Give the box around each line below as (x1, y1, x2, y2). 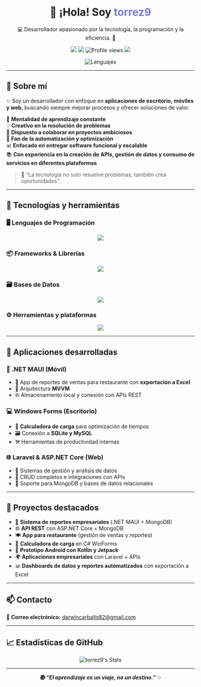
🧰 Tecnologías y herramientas (6, 200, 120, 210)
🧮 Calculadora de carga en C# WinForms (14, 540, 117, 547)
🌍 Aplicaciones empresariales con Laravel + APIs (14, 553, 141, 561)
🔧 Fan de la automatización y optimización (6, 135, 114, 142)
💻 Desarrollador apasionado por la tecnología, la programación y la (17, 25, 184, 32)
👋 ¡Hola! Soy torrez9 (50, 5, 151, 19)
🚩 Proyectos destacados (6, 503, 99, 513)
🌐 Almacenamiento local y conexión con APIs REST (14, 391, 142, 399)
